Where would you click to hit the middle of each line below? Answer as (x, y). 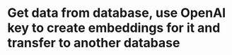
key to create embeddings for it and (114, 28)
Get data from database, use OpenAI (117, 13)
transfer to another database (94, 43)
